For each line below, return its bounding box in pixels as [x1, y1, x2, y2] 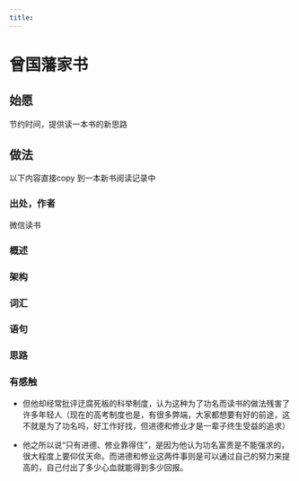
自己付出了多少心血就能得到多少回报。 [46, 461, 189, 472]
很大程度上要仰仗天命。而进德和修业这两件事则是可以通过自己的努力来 [22, 450, 283, 461]
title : [9, 13, 34, 22]
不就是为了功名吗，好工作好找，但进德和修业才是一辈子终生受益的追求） [22, 420, 290, 431]
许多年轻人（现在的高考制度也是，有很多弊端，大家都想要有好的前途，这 [22, 409, 290, 420]
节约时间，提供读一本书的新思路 [9, 118, 128, 129]
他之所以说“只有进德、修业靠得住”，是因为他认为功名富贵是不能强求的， [22, 439, 290, 450]
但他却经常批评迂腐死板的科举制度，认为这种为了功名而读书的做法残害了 [22, 398, 290, 408]
